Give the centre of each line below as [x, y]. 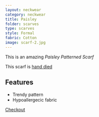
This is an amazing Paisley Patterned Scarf [49, 57]
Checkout [15, 109]
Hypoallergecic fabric [35, 100]
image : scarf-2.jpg [25, 43]
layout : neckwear [23, 10]
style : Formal [20, 33]
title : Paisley [21, 19]
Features [19, 83]
